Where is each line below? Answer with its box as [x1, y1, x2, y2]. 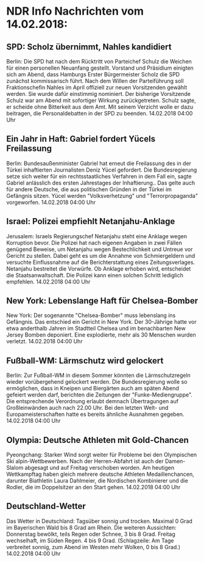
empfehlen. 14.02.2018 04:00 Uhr [6, 278, 91, 285]
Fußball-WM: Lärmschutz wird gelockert [6, 356, 164, 366]
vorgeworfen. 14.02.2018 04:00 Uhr [6, 199, 96, 206]
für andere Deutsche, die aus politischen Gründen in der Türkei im [6, 185, 172, 193]
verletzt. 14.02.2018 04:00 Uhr [6, 338, 83, 345]
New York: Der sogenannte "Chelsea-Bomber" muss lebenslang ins [6, 312, 176, 319]
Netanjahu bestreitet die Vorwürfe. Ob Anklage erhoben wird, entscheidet [6, 265, 191, 272]
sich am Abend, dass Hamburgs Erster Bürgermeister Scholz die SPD [6, 71, 180, 78]
